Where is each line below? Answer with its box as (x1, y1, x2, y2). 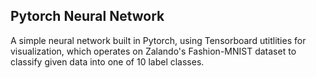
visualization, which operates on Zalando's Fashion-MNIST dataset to (10, 45, 297, 57)
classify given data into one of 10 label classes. (10, 55, 205, 68)
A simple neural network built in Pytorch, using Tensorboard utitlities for (10, 34, 307, 46)
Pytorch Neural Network (10, 8, 165, 25)
